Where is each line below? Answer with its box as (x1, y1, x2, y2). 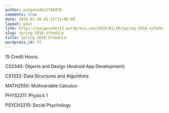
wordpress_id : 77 (5, 40, 42, 45)
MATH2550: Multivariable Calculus (5, 82, 77, 88)
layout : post (5, 21, 33, 26)
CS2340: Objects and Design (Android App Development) (5, 63, 125, 69)
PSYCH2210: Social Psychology (5, 102, 71, 108)
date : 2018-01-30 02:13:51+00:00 (5, 16, 75, 21)
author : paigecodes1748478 (5, 7, 62, 12)
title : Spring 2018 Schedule (5, 35, 66, 40)
